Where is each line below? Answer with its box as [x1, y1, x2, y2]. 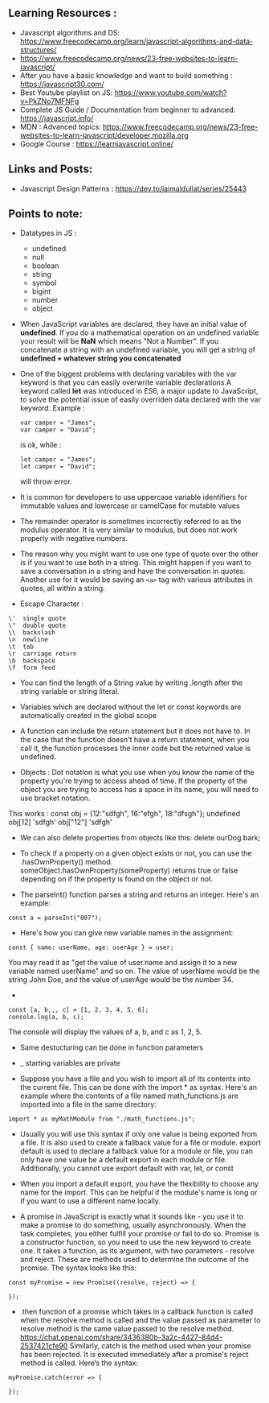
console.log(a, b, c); [8, 1013, 84, 1021]
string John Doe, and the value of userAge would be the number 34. [8, 975, 234, 984]
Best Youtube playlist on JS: [19, 88, 113, 97]
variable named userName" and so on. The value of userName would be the [8, 966, 260, 976]
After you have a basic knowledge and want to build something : [19, 70, 233, 80]
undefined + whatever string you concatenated [19, 353, 181, 363]
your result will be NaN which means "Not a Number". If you [19, 336, 219, 346]
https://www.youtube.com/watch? [114, 88, 227, 97]
